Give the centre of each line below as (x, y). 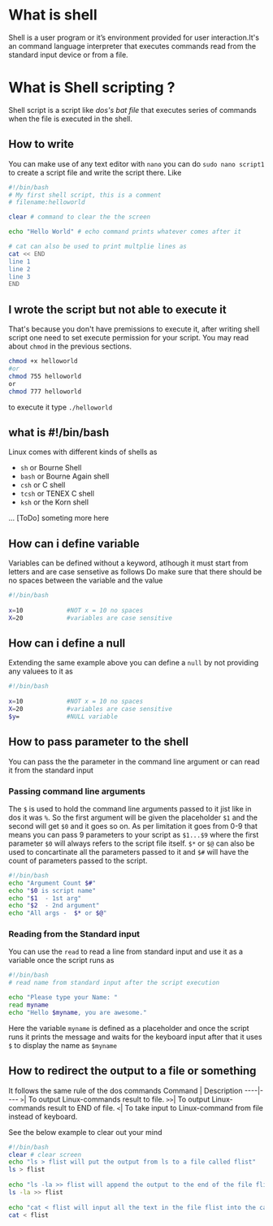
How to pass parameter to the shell (99, 742)
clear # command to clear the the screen (80, 217)
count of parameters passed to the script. (78, 860)
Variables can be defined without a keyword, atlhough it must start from (128, 563)
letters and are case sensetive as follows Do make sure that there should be (135, 572)
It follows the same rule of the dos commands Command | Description (126, 1090)
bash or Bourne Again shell (65, 476)
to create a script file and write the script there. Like (95, 172)
